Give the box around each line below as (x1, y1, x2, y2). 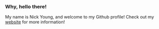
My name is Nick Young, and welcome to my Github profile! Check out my (5, 14, 154, 20)
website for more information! (5, 19, 65, 25)
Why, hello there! (5, 3, 47, 10)
